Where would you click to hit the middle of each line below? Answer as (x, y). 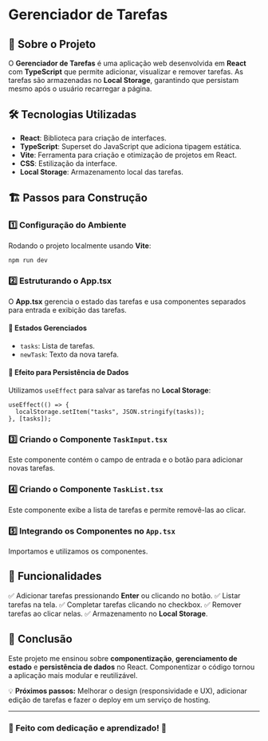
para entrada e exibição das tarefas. (68, 309)
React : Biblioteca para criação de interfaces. (93, 138)
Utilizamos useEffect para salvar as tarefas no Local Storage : (110, 390)
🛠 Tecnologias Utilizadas (73, 114)
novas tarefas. (32, 468)
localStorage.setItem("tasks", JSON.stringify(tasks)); (110, 412)
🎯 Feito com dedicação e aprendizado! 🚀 (88, 727)
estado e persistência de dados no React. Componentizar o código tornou (132, 667)
